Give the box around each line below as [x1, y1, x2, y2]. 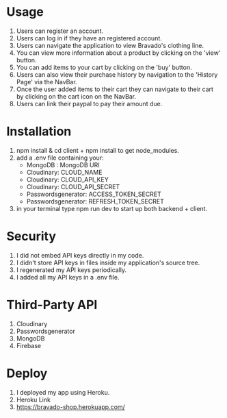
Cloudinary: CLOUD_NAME [26, 168, 103, 176]
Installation [6, 124, 72, 139]
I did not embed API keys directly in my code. [16, 251, 144, 259]
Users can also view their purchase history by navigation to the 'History [16, 70, 218, 79]
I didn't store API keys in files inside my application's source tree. [16, 258, 200, 267]
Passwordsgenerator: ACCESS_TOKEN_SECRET [26, 190, 161, 198]
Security [6, 229, 56, 244]
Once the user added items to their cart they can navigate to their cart [16, 85, 213, 93]
